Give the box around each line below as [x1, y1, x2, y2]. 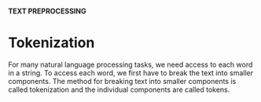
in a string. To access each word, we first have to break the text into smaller [8, 67, 254, 78]
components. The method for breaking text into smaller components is [8, 76, 237, 86]
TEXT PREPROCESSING [8, 6, 86, 16]
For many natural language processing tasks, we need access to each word [8, 60, 253, 69]
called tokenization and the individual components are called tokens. [8, 85, 230, 94]
